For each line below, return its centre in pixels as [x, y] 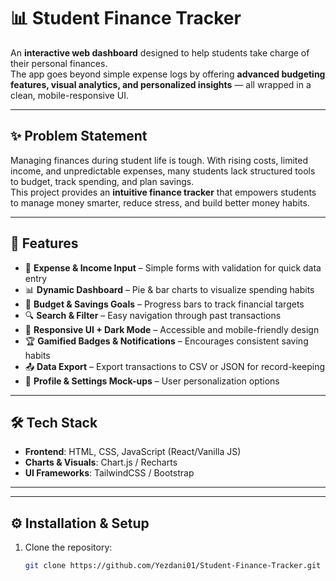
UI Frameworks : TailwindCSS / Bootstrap [109, 473]
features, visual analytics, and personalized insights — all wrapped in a [161, 84]
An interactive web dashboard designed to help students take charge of [160, 52]
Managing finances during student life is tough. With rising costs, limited [159, 160]
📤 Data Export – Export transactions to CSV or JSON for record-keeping [175, 366]
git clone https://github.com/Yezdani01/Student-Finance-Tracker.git [173, 566]
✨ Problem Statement [79, 136]
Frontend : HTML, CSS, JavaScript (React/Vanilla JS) [133, 452]
